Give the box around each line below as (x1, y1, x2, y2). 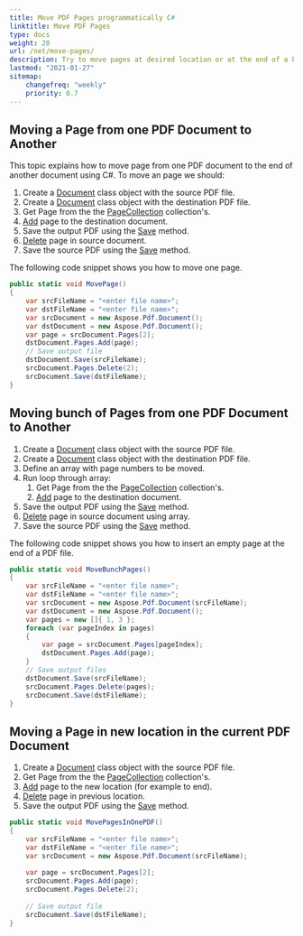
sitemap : (9, 72, 42, 81)
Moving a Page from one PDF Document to (9, 122, 252, 137)
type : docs (9, 30, 50, 39)
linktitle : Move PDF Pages (9, 22, 111, 31)
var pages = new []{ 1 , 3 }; (25, 615, 135, 624)
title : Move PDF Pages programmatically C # (9, 13, 176, 23)
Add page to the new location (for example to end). (22, 782, 213, 792)
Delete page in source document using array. (22, 511, 191, 522)
